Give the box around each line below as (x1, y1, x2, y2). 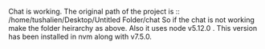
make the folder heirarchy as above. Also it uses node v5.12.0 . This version (8, 24, 258, 32)
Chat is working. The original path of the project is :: (8, 7, 181, 16)
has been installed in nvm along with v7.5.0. (8, 32, 153, 41)
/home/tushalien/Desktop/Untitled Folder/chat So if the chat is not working (8, 15, 255, 24)
